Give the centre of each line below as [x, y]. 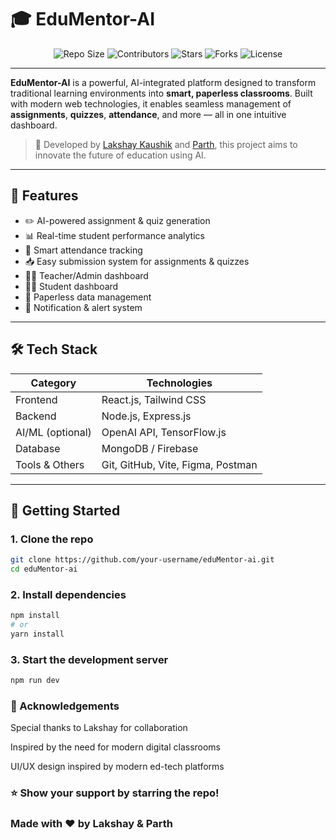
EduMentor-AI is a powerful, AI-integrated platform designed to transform [163, 82]
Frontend [36, 399]
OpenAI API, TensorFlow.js [164, 432]
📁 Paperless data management [88, 297]
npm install [35, 616]
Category [53, 383]
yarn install [37, 634]
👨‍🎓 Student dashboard [71, 286]
